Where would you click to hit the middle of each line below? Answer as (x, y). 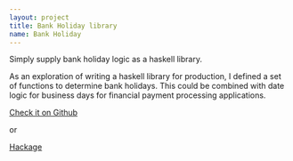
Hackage (26, 147)
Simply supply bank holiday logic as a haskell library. (106, 60)
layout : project (39, 17)
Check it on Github (44, 113)
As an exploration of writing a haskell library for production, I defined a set (146, 76)
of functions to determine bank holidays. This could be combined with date (147, 86)
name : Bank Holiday (45, 34)
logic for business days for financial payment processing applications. (138, 95)
